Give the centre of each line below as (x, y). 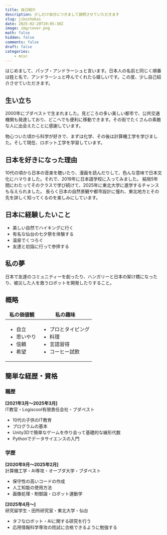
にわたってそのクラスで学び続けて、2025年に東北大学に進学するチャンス (84, 185)
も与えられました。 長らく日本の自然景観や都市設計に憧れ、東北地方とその (82, 191)
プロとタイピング (70, 329)
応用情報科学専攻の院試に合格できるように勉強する (65, 528)
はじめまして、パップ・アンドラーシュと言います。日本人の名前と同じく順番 (83, 71)
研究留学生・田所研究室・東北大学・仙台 (47, 511)
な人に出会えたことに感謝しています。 (44, 126)
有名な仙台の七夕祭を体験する (43, 234)
